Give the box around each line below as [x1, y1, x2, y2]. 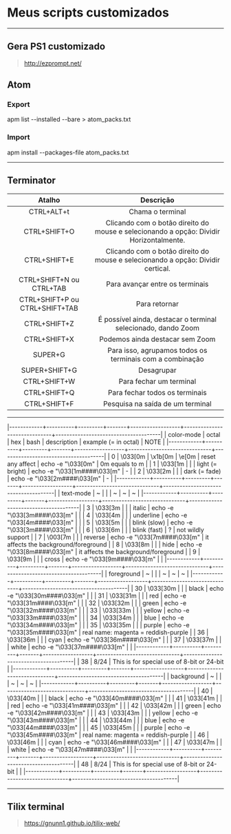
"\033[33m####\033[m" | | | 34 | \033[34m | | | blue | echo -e [7, 613, 184, 622]
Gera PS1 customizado [7, 41, 105, 52]
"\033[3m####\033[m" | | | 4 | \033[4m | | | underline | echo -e [7, 511, 188, 519]
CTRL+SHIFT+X [23, 334, 74, 344]
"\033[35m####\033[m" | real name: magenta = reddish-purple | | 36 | [7, 628, 209, 636]
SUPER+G [33, 349, 65, 359]
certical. [144, 263, 170, 273]
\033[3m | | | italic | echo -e [95, 503, 174, 511]
